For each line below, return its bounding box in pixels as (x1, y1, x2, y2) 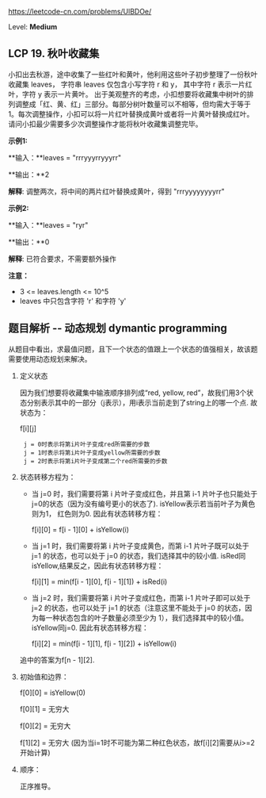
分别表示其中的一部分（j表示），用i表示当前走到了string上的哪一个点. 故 (26, 397, 258, 407)
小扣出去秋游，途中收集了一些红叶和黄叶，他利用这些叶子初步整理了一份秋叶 (8, 69, 258, 79)
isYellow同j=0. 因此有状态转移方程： (31, 623, 149, 632)
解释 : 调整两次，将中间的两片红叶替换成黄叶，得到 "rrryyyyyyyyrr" (8, 186, 226, 196)
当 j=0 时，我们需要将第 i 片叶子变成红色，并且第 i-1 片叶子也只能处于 (31, 489, 258, 498)
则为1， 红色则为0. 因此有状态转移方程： (31, 508, 163, 518)
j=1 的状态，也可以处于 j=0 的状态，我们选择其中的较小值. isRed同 (31, 551, 246, 560)
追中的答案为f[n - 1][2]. (19, 654, 95, 665)
